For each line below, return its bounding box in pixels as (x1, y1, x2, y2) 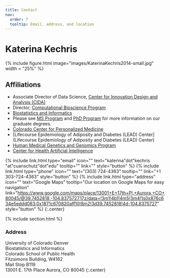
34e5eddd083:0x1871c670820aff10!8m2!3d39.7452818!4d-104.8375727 (5, 201, 157, 206)
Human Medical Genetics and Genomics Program (12, 143, 116, 148)
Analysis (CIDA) (12, 99, 46, 105)
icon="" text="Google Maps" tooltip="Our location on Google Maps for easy (5, 179, 164, 185)
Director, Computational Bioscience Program (12, 105, 106, 111)
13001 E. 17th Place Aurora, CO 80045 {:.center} (5, 267, 106, 273)
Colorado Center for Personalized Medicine (12, 126, 104, 132)
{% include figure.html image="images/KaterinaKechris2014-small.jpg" (5, 60, 154, 66)
